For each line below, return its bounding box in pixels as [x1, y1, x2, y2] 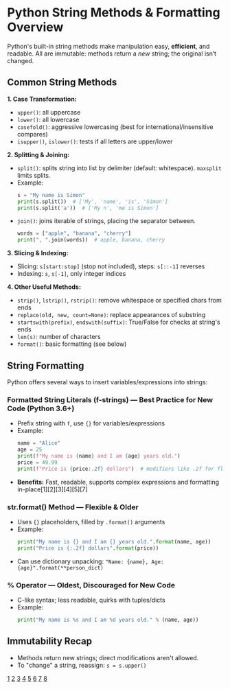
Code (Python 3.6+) [7, 404, 75, 413]
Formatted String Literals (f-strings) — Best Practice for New [7, 395, 214, 404]
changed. [7, 56, 34, 65]
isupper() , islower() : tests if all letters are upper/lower [16, 137, 173, 145]
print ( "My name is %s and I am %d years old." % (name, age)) [16, 616, 199, 623]
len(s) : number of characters [16, 333, 101, 341]
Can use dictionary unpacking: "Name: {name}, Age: [16, 557, 164, 565]
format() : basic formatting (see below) [16, 340, 127, 348]
